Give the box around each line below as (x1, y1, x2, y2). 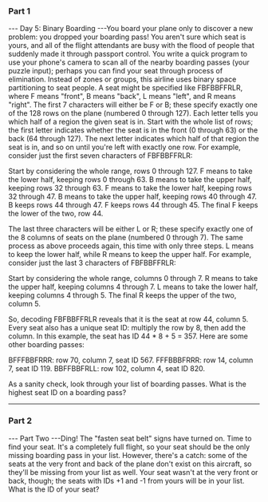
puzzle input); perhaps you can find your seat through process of (8, 66, 223, 76)
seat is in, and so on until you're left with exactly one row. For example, (8, 142, 241, 152)
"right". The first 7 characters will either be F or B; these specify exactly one (8, 100, 258, 109)
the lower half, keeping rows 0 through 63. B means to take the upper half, (8, 175, 253, 184)
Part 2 (8, 415, 33, 426)
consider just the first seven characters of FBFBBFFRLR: (8, 151, 193, 160)
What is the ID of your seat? (8, 484, 100, 494)
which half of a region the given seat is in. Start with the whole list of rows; (8, 117, 254, 127)
